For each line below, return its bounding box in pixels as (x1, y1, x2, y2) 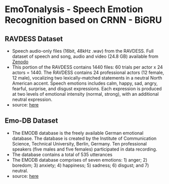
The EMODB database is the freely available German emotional (12, 130, 144, 136)
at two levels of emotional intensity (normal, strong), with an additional (12, 91, 159, 97)
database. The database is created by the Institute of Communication (12, 135, 157, 141)
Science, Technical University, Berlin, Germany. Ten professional (12, 140, 147, 146)
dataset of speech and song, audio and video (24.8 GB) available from (12, 53, 159, 59)
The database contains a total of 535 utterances (12, 151, 112, 158)
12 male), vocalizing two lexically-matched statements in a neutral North (12, 75, 162, 81)
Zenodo (12, 59, 29, 64)
